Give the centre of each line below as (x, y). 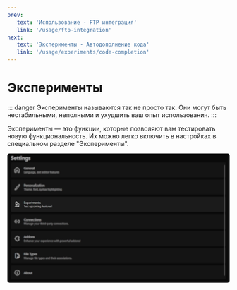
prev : (15, 15)
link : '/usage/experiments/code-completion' (83, 52)
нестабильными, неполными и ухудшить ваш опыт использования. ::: (112, 115)
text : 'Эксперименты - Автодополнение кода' (83, 45)
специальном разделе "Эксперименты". (68, 143)
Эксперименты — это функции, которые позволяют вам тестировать (111, 128)
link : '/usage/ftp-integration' (64, 30)
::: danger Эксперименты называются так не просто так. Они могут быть (117, 107)
